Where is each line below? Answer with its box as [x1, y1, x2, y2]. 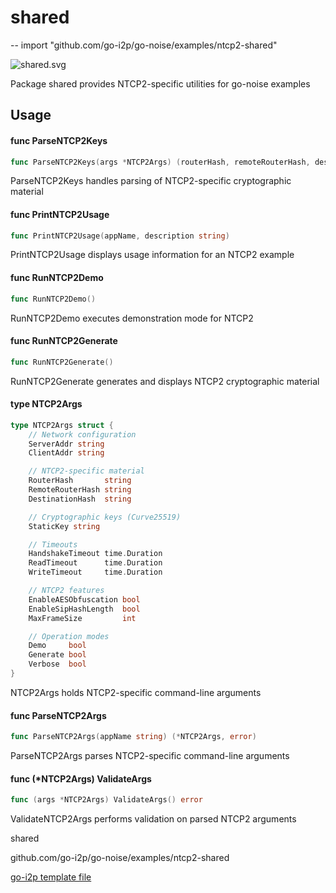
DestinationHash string [28, 494, 132, 504]
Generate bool [28, 650, 87, 660]
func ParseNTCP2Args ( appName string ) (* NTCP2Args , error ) [10, 732, 257, 742]
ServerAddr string [28, 439, 105, 449]
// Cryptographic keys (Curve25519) [28, 512, 182, 522]
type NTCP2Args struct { [10, 420, 114, 430]
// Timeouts [28, 539, 78, 550]
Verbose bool [28, 659, 87, 670]
